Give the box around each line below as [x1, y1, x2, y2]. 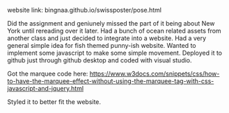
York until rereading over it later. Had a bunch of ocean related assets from [7, 27, 221, 35]
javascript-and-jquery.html [7, 85, 84, 92]
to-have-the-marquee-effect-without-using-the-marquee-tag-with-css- [7, 77, 214, 85]
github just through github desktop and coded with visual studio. [7, 56, 193, 64]
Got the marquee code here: [7, 69, 88, 78]
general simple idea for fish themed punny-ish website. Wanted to [7, 42, 196, 49]
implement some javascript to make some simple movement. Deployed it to [7, 49, 223, 57]
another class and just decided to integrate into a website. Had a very [7, 34, 207, 42]
